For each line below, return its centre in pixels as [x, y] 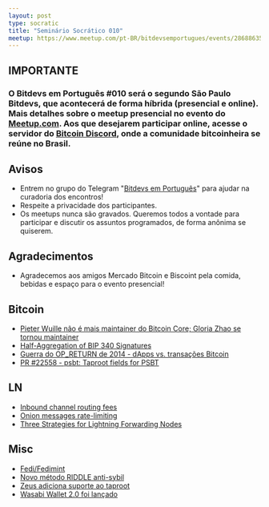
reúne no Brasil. [40, 143]
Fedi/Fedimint [42, 469]
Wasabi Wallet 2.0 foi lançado [69, 494]
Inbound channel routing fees [68, 407]
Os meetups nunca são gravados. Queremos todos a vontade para [130, 214]
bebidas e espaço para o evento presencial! [92, 284]
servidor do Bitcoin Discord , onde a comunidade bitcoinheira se [134, 133]
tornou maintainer [49, 337]
